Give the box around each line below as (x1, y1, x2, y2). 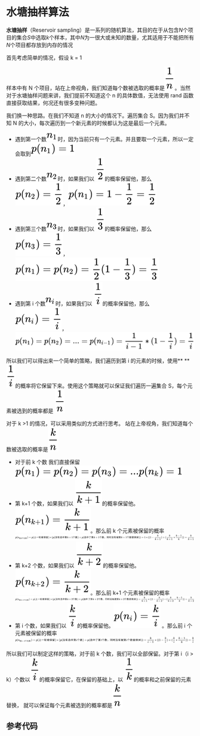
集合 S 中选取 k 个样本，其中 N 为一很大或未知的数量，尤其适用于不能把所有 (16, 33, 195, 41)
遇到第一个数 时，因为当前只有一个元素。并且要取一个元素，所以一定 (14, 135, 194, 142)
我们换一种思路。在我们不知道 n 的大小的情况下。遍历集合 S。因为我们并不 (6, 112, 190, 119)
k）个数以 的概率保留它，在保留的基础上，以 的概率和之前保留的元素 (6, 676, 192, 683)
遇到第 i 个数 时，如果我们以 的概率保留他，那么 (14, 300, 150, 307)
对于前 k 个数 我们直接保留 (14, 458, 81, 465)
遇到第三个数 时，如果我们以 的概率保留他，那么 (14, 225, 152, 232)
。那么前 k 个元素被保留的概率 (90, 527, 165, 534)
